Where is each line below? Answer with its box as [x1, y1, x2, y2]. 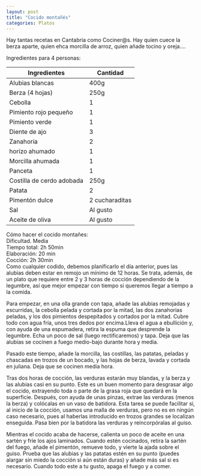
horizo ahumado [9, 147, 55, 156]
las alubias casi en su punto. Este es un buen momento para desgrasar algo [6, 381, 193, 388]
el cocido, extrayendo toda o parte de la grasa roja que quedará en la [6, 387, 178, 394]
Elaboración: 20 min [6, 250, 56, 257]
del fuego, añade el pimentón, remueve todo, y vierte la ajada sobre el [6, 444, 179, 451]
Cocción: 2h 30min [6, 257, 53, 264]
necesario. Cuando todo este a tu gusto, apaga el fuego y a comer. [6, 463, 172, 470]
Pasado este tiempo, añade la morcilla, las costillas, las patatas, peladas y [6, 350, 189, 358]
